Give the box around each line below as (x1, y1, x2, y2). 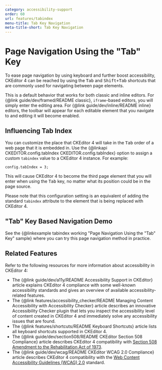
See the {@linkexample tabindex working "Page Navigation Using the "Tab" (5, 230, 156, 236)
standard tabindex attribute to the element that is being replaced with (5, 198, 144, 204)
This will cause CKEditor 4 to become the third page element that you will (5, 173, 152, 179)
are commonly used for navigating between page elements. (5, 83, 124, 89)
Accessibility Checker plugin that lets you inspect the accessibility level (12, 308, 155, 314)
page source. (5, 183, 32, 189)
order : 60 (5, 12, 25, 17)
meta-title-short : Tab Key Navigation (5, 25, 83, 30)
